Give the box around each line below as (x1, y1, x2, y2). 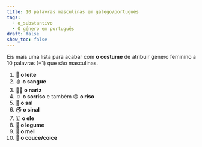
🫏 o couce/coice (15, 134, 58, 141)
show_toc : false (7, 37, 47, 43)
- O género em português (12, 25, 75, 32)
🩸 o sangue (15, 78, 47, 85)
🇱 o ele (15, 115, 35, 122)
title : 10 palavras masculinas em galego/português (7, 8, 139, 15)
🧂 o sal (15, 100, 33, 106)
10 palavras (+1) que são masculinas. (7, 59, 99, 67)
